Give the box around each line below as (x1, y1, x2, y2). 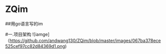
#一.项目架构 (5, 31, 31, 37)
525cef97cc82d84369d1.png (5, 43, 65, 49)
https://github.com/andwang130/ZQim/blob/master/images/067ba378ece (9, 37, 161, 43)
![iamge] (32, 31, 50, 37)
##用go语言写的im (5, 20, 43, 26)
